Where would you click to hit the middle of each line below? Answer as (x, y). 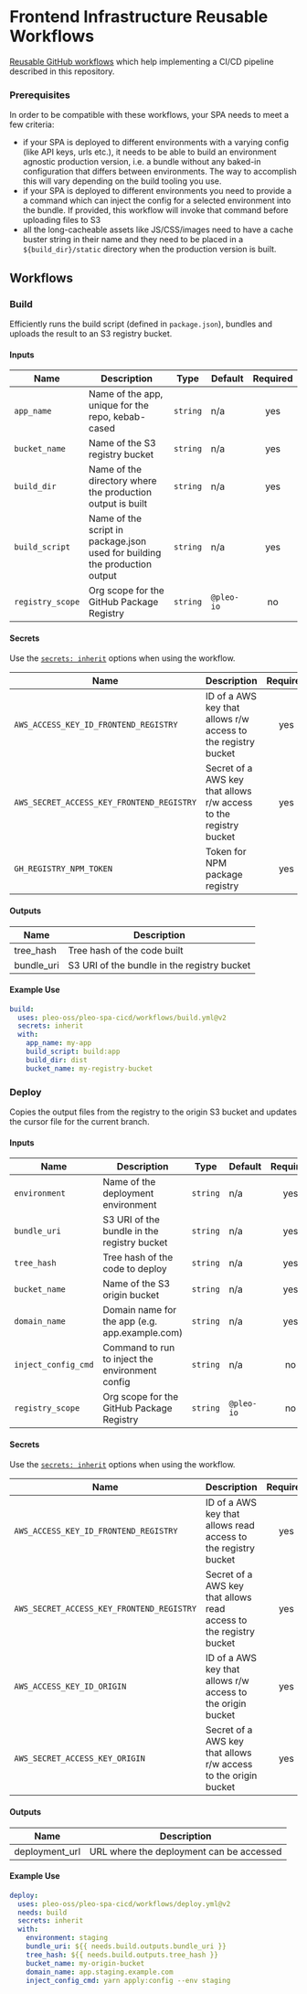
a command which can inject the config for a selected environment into (157, 201)
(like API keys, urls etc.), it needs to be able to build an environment (149, 152)
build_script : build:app (73, 1052)
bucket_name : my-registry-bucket (90, 1068)
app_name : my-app (59, 1043)
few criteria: (32, 124)
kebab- (129, 417)
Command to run (139, 1348)
